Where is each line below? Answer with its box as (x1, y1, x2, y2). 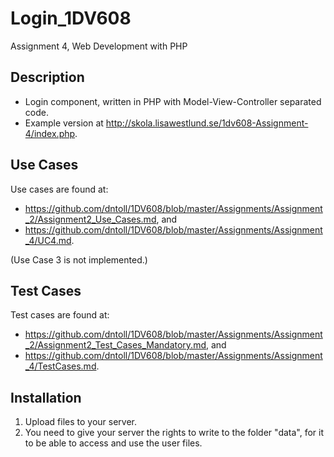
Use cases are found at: (10, 183, 109, 195)
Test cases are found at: (10, 309, 110, 321)
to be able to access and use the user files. (24, 437, 203, 449)
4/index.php (24, 127, 76, 139)
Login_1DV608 (10, 7, 132, 30)
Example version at (24, 117, 104, 129)
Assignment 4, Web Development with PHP (10, 40, 188, 52)
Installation (10, 389, 82, 406)
